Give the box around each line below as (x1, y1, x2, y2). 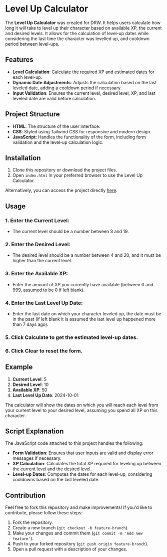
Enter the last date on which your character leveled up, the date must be (12, 310, 161, 316)
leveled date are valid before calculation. (12, 95, 96, 101)
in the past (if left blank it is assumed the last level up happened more (12, 316, 156, 322)
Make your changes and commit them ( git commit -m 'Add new (12, 530, 143, 536)
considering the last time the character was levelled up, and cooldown (5, 36, 150, 42)
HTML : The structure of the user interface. (12, 123, 100, 129)
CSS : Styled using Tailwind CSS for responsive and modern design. (12, 128, 151, 134)
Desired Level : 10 (12, 382, 49, 388)
